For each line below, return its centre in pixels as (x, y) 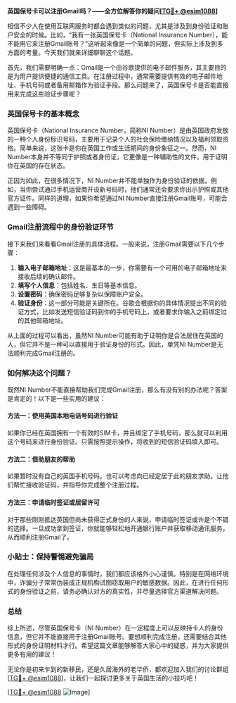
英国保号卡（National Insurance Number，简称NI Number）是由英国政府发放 (118, 130)
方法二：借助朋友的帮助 (41, 459)
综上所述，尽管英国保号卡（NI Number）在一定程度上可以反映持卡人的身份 (115, 628)
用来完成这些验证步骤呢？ (44, 94)
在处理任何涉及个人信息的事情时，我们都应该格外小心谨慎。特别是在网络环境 (118, 573)
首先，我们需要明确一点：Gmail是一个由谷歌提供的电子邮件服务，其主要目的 (117, 67)
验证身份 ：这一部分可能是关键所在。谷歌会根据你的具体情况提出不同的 (119, 303)
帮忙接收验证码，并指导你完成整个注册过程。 (78, 485)
